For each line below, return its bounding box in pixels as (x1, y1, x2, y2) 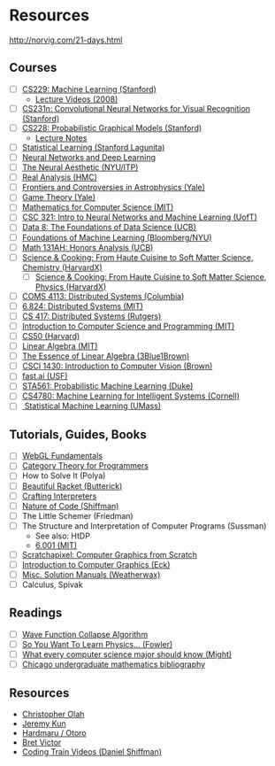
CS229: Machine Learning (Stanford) (21, 83, 157, 94)
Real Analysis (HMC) (21, 172, 97, 182)
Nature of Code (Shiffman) (21, 500, 119, 511)
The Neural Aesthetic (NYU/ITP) (21, 162, 139, 173)
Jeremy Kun (21, 718, 66, 729)
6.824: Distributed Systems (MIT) (21, 300, 144, 311)
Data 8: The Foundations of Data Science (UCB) (21, 222, 197, 233)
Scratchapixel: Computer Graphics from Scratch (21, 549, 197, 560)
